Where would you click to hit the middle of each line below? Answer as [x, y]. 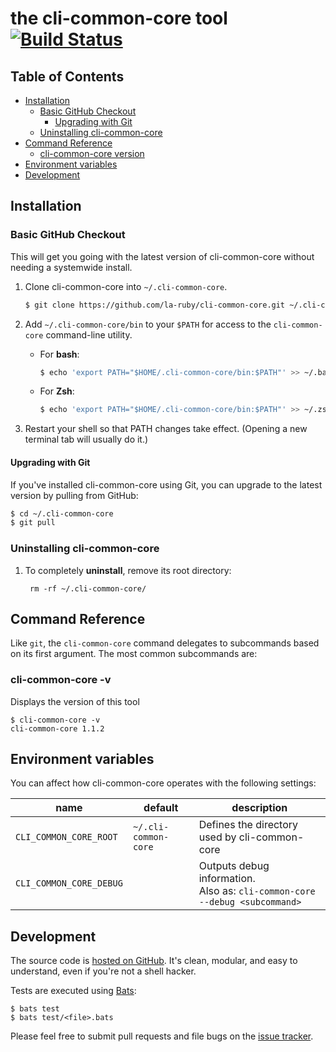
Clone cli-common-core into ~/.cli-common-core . [126, 286]
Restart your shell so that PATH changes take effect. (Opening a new [166, 429]
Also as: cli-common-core [257, 891]
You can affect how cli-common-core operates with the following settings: [163, 783]
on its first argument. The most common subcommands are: [134, 654]
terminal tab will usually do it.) [86, 439]
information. [227, 879]
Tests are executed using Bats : [73, 991]
